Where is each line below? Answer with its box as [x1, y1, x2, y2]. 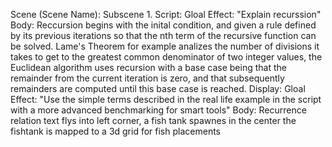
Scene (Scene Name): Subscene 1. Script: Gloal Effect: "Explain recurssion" [10, 9, 322, 20]
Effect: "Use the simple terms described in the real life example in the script [10, 94, 322, 105]
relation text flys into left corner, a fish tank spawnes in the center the [10, 115, 297, 126]
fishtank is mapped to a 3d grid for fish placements [10, 125, 221, 137]
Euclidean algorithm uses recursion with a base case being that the [10, 62, 287, 73]
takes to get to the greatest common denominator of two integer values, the [10, 51, 323, 63]
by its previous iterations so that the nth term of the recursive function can [10, 30, 317, 41]
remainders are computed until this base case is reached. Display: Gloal [10, 83, 306, 94]
